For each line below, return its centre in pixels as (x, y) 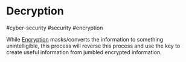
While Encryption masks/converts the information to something (85, 39)
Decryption (35, 11)
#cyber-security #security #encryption (55, 28)
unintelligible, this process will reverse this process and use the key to (93, 46)
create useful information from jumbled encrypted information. (84, 52)
